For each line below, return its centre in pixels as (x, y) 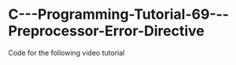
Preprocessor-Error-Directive (106, 31)
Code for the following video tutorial (66, 52)
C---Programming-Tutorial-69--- (119, 14)
